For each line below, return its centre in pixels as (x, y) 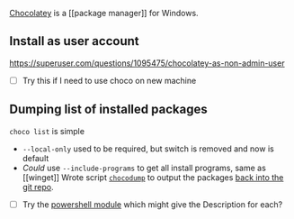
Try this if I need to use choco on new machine (109, 80)
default (36, 158)
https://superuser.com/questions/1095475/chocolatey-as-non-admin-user (147, 63)
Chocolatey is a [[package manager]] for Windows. (104, 13)
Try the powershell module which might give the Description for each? (152, 204)
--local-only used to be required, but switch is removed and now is (148, 149)
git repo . (38, 187)
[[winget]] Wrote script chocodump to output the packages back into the (153, 177)
